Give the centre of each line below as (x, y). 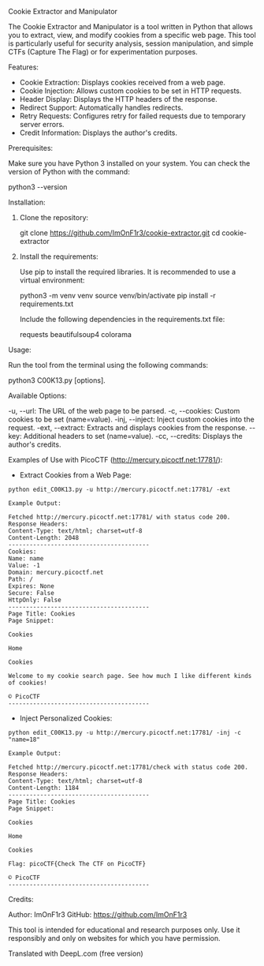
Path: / (21, 579)
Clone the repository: (54, 217)
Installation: (27, 202)
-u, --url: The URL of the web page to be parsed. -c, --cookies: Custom (124, 411)
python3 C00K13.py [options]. (57, 380)
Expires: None (32, 586)
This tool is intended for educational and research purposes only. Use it (124, 930)
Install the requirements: (59, 256)
